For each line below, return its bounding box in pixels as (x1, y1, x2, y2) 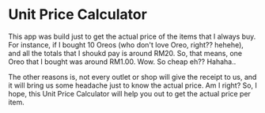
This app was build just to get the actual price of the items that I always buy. (8, 32, 256, 41)
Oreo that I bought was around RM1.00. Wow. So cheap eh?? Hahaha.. (8, 57, 237, 66)
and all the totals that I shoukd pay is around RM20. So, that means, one (8, 48, 243, 58)
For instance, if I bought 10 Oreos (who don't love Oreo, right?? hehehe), (8, 40, 244, 49)
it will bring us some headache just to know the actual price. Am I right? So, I (8, 81, 257, 90)
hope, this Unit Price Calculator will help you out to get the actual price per (8, 89, 252, 98)
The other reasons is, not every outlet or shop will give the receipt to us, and (8, 72, 257, 81)
